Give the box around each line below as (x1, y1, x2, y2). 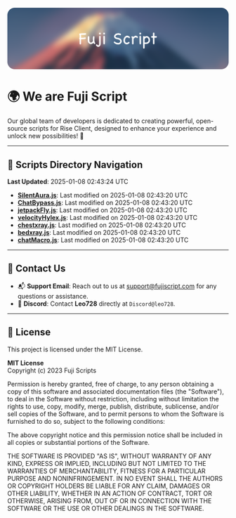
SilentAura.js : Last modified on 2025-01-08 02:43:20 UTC (17, 191, 188, 200)
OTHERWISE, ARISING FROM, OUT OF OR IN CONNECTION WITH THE (7, 496, 212, 505)
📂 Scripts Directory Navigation (7, 159, 143, 171)
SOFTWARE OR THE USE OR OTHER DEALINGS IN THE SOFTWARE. (7, 504, 204, 512)
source (7, 124, 28, 133)
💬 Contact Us (7, 263, 66, 275)
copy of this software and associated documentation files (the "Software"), (7, 387, 225, 396)
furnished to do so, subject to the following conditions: (7, 417, 165, 425)
